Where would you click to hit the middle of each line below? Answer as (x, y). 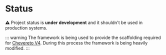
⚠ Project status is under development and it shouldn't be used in (74, 22)
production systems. (26, 27)
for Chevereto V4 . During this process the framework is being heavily (76, 42)
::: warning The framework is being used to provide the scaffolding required (83, 37)
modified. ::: (17, 48)
